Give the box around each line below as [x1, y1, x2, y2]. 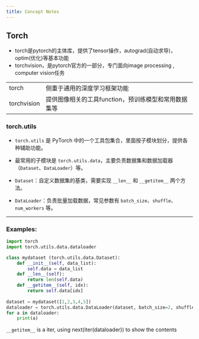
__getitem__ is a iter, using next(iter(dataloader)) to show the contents [6, 326, 177, 333]
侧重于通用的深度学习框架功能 [46, 84, 129, 93]
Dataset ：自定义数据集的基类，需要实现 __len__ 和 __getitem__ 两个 [14, 176, 181, 184]
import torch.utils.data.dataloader [6, 244, 97, 250]
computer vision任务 [14, 69, 65, 77]
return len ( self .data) [27, 277, 84, 283]
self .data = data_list [27, 265, 84, 272]
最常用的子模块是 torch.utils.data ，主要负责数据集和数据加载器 [14, 157, 174, 164]
